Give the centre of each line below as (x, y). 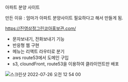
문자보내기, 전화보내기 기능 (38, 39)
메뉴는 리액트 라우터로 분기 (38, 51)
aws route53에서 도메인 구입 (40, 58)
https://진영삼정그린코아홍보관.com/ (41, 28)
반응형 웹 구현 (26, 45)
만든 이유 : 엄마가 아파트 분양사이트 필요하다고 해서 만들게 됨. (64, 18)
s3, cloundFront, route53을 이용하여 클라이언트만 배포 (66, 64)
